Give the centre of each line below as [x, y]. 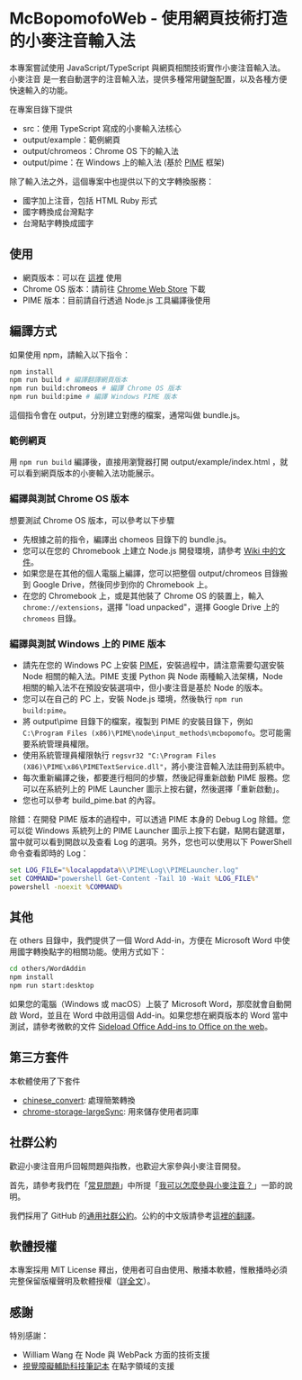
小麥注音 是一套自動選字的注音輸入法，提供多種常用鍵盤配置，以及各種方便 [148, 78]
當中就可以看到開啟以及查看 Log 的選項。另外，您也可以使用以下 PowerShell [151, 841]
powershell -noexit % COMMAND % [66, 887]
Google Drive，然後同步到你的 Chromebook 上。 [123, 584]
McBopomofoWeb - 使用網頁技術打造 [148, 18]
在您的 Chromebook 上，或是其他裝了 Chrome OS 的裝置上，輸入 [143, 595]
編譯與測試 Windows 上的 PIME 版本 [88, 643]
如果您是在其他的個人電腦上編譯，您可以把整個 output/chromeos [142, 573]
